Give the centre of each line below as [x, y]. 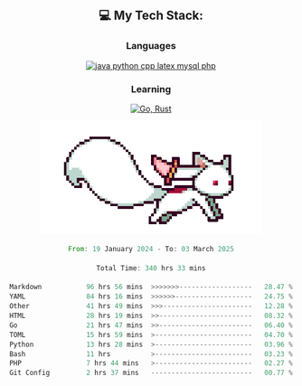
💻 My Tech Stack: [151, 16]
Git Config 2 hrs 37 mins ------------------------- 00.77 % [151, 373]
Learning [151, 89]
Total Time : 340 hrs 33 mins [151, 268]
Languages [151, 46]
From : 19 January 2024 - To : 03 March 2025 [151, 249]
